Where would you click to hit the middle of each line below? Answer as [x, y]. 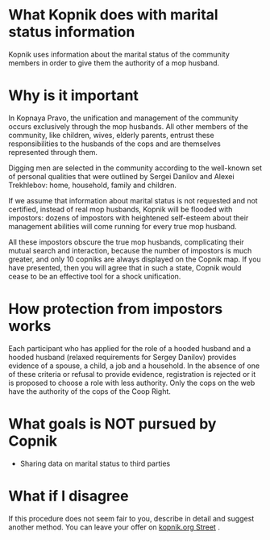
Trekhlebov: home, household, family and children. [93, 185]
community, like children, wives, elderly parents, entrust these [112, 135]
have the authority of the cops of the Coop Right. [90, 391]
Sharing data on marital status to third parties [95, 463]
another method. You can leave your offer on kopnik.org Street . [114, 527]
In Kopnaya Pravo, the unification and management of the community [124, 118]
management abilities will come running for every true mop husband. [123, 226]
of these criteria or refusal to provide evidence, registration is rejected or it [132, 374]
